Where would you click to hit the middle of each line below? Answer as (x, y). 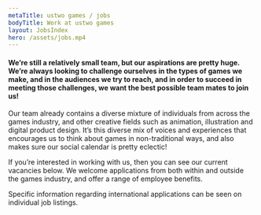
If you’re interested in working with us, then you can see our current (118, 162)
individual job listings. (43, 202)
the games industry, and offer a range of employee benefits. (105, 179)
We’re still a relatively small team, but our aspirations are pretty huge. (124, 62)
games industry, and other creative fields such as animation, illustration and (130, 122)
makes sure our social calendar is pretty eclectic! (88, 147)
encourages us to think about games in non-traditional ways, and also (121, 139)
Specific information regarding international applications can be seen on (125, 195)
